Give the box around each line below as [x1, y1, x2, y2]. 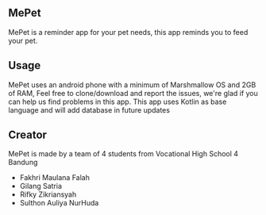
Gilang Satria [19, 182, 62, 191]
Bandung [8, 158, 38, 167]
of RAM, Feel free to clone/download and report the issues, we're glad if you [8, 88, 258, 98]
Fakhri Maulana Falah [19, 173, 90, 182]
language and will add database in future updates [8, 105, 171, 114]
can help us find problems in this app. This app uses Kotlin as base [8, 97, 227, 106]
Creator [8, 129, 48, 142]
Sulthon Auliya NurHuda [19, 198, 99, 208]
